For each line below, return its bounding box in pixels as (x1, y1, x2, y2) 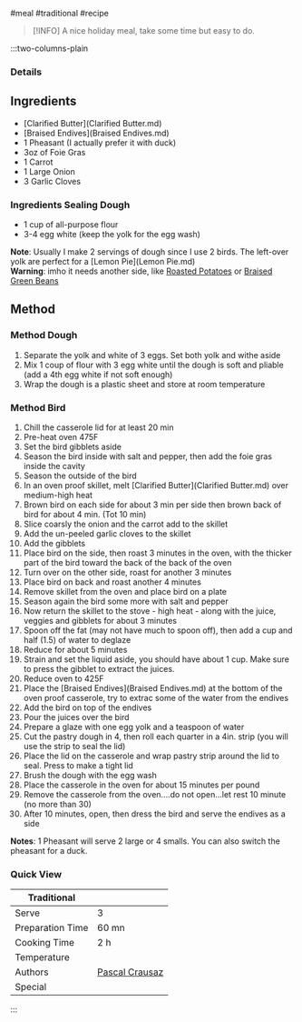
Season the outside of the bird (23, 470, 137, 481)
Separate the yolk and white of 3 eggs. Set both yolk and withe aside (23, 349, 281, 360)
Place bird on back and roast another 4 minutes (23, 576, 202, 587)
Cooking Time (15, 937, 75, 949)
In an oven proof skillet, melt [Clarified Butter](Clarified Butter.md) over (23, 480, 289, 491)
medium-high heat (23, 490, 93, 501)
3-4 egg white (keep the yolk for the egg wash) (23, 229, 200, 240)
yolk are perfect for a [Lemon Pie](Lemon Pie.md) (10, 256, 196, 267)
